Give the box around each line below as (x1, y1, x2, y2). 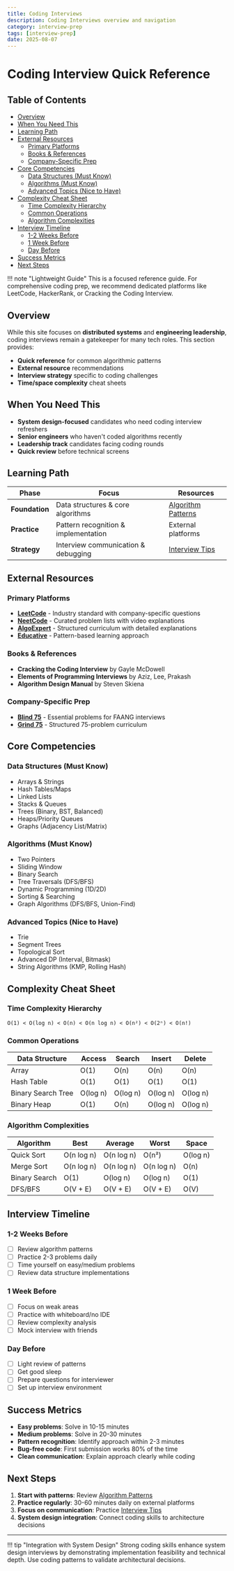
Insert (151, 1054, 172, 1063)
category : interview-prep (7, 23, 82, 30)
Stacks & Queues (17, 799, 68, 808)
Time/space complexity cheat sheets (17, 378, 127, 387)
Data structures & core (56, 500, 130, 510)
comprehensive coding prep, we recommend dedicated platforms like (7, 282, 207, 290)
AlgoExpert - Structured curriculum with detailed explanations (17, 624, 197, 633)
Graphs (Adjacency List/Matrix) (17, 822, 108, 830)
